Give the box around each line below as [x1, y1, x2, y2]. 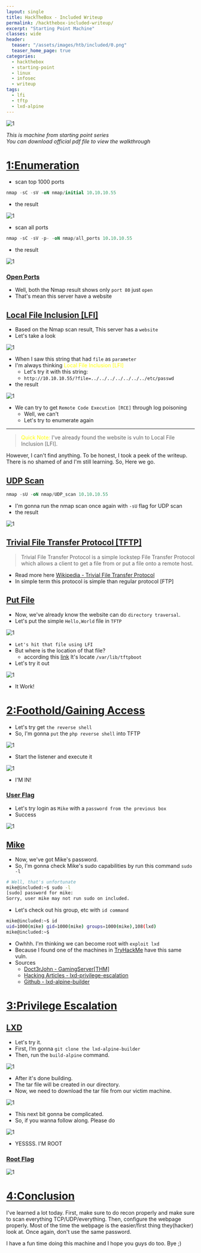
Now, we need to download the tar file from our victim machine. [14, 1087, 172, 1095]
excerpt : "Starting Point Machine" [6, 25, 95, 32]
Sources [14, 959, 36, 966]
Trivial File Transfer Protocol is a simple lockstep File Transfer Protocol [20, 553, 195, 560]
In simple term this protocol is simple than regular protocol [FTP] [14, 578, 174, 585]
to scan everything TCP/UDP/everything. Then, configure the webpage [6, 1215, 181, 1223]
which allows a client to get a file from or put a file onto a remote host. [20, 560, 194, 567]
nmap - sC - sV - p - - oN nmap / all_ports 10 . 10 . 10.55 [6, 236, 133, 242]
